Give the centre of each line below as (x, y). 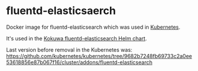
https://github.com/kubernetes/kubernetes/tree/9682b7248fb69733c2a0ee (99, 56)
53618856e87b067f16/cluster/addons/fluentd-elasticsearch (79, 62)
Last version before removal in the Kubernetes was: (69, 50)
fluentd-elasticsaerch (61, 11)
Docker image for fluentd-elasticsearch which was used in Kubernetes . (93, 27)
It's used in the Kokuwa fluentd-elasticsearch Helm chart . (77, 38)
